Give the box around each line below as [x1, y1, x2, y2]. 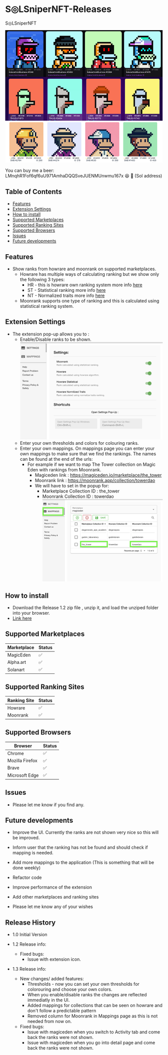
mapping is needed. [12, 850, 53, 856]
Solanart [7, 666, 25, 672]
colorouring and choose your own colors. [27, 986, 112, 992]
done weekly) [12, 865, 41, 871]
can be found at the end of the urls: [19, 456, 93, 462]
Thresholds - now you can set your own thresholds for [27, 981, 140, 987]
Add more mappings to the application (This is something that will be [12, 859, 154, 865]
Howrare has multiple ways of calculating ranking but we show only [19, 271, 159, 277]
